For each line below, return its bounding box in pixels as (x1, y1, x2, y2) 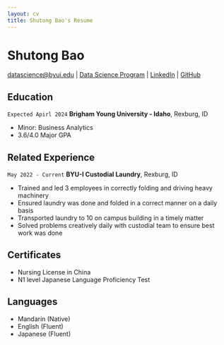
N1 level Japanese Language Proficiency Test (17, 275, 151, 284)
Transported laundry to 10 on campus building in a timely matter (17, 214, 204, 222)
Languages (7, 296, 58, 308)
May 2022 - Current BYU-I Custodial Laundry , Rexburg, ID (7, 170, 178, 178)
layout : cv (7, 10, 40, 18)
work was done (17, 229, 63, 237)
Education (7, 91, 54, 103)
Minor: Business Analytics (17, 123, 93, 132)
